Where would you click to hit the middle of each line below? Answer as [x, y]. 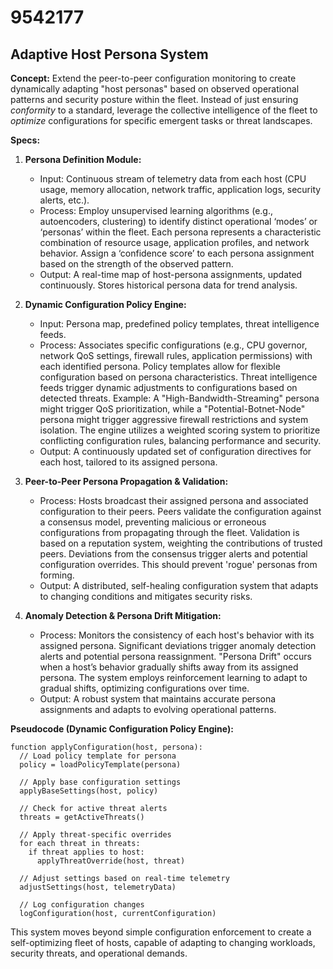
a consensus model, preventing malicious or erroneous [153, 522]
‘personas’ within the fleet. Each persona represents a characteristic [180, 232]
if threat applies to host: [86, 852]
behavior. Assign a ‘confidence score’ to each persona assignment [177, 253]
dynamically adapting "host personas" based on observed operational [155, 89]
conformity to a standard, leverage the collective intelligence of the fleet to [164, 110]
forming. [57, 575]
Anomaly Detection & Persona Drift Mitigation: [123, 615]
